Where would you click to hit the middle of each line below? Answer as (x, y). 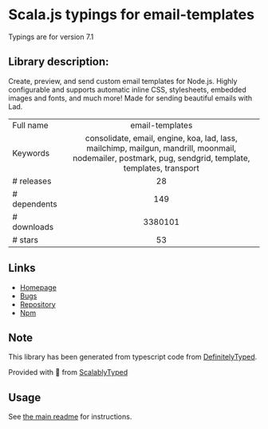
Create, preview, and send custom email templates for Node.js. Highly (123, 81)
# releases (32, 181)
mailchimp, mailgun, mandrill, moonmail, (162, 148)
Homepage (38, 287)
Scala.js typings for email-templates (132, 15)
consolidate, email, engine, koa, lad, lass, (161, 138)
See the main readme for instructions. (70, 417)
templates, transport (161, 167)
